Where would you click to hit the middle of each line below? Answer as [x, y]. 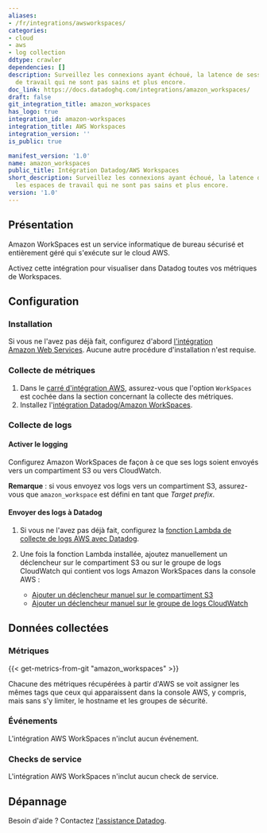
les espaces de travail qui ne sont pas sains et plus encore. [122, 185]
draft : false [30, 97]
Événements [33, 721]
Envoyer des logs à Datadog [55, 512]
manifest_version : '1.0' [49, 156]
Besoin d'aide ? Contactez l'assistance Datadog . [87, 820]
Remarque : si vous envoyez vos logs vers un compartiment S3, [113, 485]
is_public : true [35, 141]
